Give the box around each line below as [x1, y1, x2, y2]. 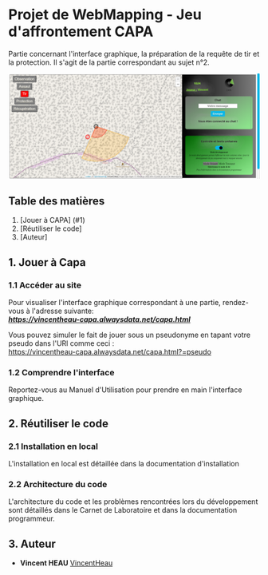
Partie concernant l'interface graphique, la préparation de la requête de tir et [8, 49, 260, 58]
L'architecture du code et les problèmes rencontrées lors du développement [8, 497, 258, 506]
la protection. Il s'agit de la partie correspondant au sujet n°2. [8, 57, 210, 67]
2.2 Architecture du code [8, 479, 108, 490]
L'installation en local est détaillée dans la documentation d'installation [8, 459, 239, 469]
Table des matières [8, 194, 105, 208]
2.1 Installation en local [8, 441, 98, 452]
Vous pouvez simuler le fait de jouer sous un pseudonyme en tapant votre [8, 330, 251, 340]
